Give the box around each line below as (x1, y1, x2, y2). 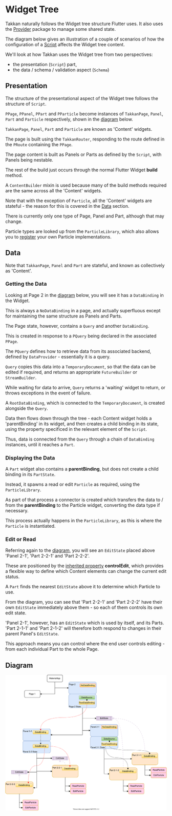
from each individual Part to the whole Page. (5, 646, 99, 652)
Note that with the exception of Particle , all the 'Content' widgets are (5, 197, 152, 204)
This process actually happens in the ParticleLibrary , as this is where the (5, 518, 162, 524)
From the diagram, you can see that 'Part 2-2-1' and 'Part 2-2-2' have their (5, 599, 163, 605)
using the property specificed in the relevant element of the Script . (5, 426, 147, 432)
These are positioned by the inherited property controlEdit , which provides (5, 563, 164, 569)
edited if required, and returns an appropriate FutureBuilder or (5, 369, 137, 375)
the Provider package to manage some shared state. (5, 26, 116, 32)
